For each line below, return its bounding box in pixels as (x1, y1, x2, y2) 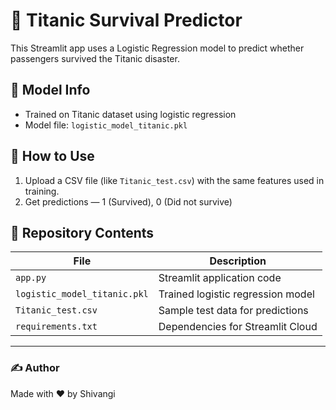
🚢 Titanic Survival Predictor (10, 9, 243, 32)
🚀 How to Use (10, 148, 95, 165)
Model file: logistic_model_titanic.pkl (24, 119, 188, 131)
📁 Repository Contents (10, 224, 155, 241)
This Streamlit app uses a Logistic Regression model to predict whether (10, 42, 305, 54)
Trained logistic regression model (158, 287, 315, 301)
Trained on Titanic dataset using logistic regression (24, 108, 237, 120)
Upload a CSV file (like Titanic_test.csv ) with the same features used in (24, 174, 325, 186)
